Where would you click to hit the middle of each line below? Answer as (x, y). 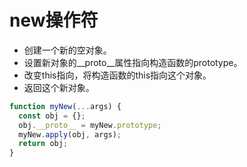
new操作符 (54, 20)
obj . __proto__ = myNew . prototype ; (90, 125)
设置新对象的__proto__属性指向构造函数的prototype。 (133, 62)
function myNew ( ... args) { (65, 106)
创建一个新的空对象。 (67, 50)
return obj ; (43, 144)
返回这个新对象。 (59, 87)
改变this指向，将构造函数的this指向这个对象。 (117, 75)
